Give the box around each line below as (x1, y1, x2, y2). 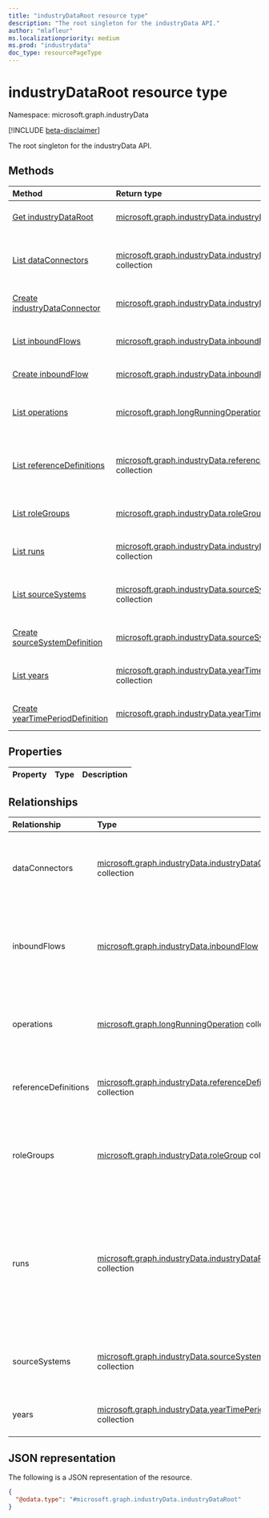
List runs (12, 545, 46, 556)
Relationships (8, 795, 78, 809)
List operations (12, 406, 69, 417)
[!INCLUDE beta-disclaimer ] (8, 125, 100, 135)
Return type (115, 187, 163, 199)
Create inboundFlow (12, 368, 89, 379)
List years (12, 669, 50, 681)
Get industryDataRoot (12, 211, 94, 223)
